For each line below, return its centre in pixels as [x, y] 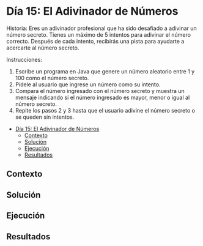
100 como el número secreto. [52, 78]
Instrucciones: [24, 59]
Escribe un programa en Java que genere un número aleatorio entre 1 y [105, 71]
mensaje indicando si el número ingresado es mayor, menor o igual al [102, 97]
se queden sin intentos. [45, 117]
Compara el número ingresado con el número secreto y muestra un [100, 91]
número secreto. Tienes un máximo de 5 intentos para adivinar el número [99, 34]
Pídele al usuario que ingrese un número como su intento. [88, 84]
